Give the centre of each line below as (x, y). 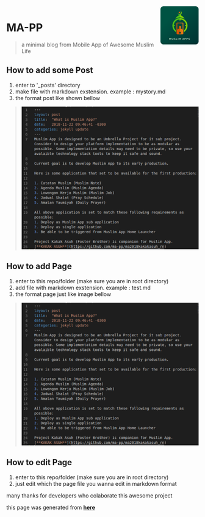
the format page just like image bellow (63, 294)
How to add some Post (50, 70)
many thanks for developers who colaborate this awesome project (89, 495)
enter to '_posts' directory (48, 85)
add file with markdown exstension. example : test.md (83, 287)
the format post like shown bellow (58, 98)
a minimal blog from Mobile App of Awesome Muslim (88, 45)
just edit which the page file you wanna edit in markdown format (96, 483)
